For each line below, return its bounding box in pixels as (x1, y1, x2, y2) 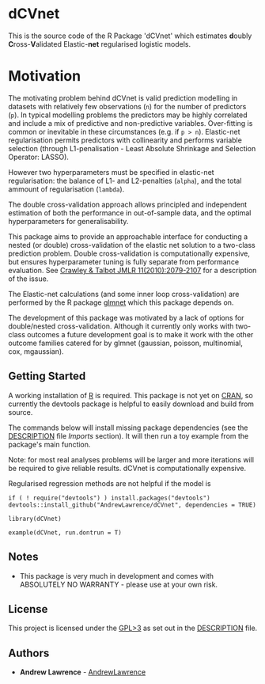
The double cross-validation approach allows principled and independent (8, 199, 248, 209)
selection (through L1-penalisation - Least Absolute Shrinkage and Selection (8, 143, 256, 153)
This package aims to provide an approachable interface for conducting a (8, 231, 248, 241)
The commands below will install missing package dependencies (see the (8, 423, 248, 432)
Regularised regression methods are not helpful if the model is (8, 478, 211, 488)
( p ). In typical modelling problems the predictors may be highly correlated (8, 110, 248, 120)
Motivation (8, 67, 81, 85)
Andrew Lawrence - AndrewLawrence (19, 667, 146, 677)
